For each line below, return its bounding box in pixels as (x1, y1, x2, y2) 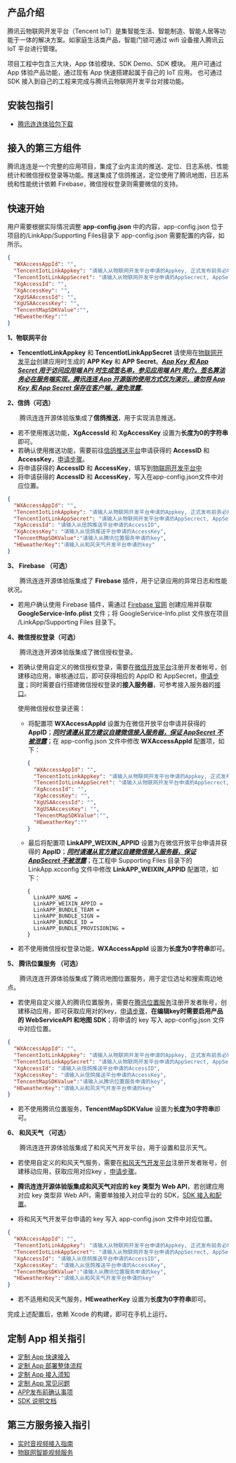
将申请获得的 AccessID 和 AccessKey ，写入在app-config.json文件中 (17, 472, 218, 481)
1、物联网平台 (7, 333, 48, 342)
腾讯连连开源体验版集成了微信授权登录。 (20, 648, 137, 656)
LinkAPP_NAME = (33, 894, 78, 901)
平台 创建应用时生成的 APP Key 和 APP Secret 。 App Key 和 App (23, 357, 209, 365)
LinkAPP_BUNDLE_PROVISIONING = (33, 925, 125, 932)
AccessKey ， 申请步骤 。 (17, 455, 89, 463)
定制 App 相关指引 (7, 1333, 86, 1345)
